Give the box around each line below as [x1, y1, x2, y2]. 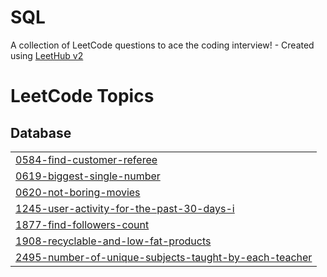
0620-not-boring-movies [15, 185, 141, 199]
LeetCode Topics [10, 85, 155, 108]
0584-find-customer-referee [15, 152, 158, 166]
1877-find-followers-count [15, 217, 150, 231]
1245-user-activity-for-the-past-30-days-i [15, 201, 235, 215]
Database [10, 124, 72, 141]
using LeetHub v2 [10, 49, 84, 61]
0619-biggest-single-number [15, 169, 161, 183]
